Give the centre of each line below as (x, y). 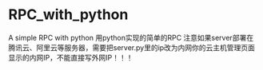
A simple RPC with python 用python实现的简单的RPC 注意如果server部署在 (131, 37)
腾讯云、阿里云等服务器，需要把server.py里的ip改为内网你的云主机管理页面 (132, 47)
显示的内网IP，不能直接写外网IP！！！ (71, 57)
